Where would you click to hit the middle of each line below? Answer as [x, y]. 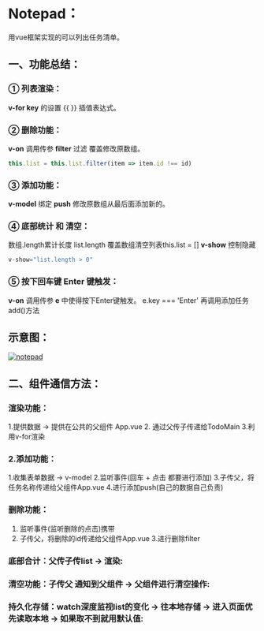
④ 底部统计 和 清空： [49, 226]
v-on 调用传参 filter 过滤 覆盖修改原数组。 [76, 148]
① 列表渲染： [35, 89]
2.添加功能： [32, 458]
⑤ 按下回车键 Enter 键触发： [63, 282]
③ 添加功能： [35, 185]
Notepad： [44, 14]
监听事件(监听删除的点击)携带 [67, 528]
